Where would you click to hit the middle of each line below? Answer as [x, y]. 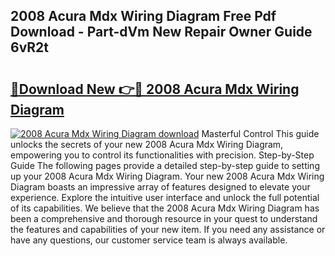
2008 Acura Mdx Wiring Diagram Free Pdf [143, 16]
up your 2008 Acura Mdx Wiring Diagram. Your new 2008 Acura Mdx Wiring [167, 176]
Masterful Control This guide [260, 133]
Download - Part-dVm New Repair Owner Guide [161, 32]
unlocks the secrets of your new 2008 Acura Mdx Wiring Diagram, [147, 144]
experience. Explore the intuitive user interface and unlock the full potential [165, 197]
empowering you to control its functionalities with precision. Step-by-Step [162, 155]
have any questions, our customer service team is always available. [149, 240]
